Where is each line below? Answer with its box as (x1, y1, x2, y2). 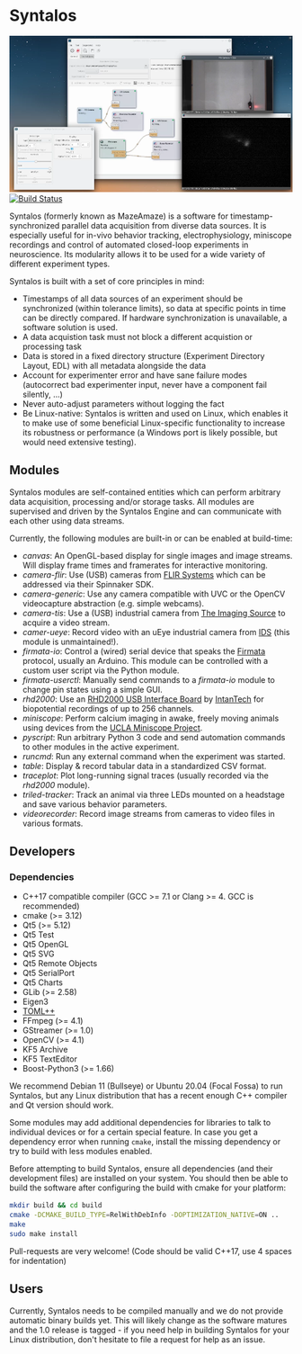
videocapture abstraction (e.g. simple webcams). (22, 597, 205, 608)
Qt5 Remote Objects (22, 958, 98, 969)
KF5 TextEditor (22, 1054, 78, 1064)
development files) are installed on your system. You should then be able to (9, 1173, 289, 1184)
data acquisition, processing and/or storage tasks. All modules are (9, 496, 254, 507)
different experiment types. (9, 258, 111, 269)
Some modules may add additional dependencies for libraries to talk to (9, 1117, 271, 1128)
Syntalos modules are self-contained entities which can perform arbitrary (9, 487, 281, 498)
